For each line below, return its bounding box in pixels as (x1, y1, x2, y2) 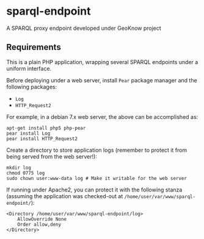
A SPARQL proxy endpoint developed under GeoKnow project (6, 24, 162, 32)
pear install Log (6, 130, 51, 137)
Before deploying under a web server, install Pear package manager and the (6, 76, 197, 84)
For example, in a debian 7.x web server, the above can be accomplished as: (6, 113, 199, 120)
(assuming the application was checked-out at (6, 192, 123, 199)
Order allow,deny (17, 221, 62, 227)
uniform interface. (6, 65, 52, 72)
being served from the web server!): (6, 152, 98, 160)
